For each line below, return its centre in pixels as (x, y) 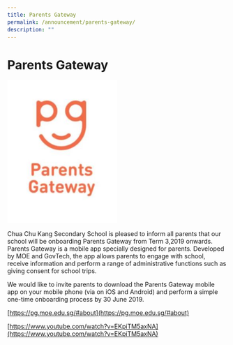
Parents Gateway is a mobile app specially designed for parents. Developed (116, 249)
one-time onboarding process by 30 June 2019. (76, 300)
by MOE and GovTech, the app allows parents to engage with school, (106, 256)
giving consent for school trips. (52, 271)
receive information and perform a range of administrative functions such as (117, 264)
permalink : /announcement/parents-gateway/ (72, 22)
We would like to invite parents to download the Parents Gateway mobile (111, 285)
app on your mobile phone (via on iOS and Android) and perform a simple (113, 292)
